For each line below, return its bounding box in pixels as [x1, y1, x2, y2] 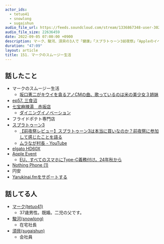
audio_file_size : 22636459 [5, 30, 60, 35]
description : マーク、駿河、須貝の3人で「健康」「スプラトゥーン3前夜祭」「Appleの [5, 39, 154, 44]
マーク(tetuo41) [12, 204, 43, 209]
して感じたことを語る [19, 134, 62, 140]
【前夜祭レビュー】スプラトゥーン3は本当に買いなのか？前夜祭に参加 [19, 128, 159, 134]
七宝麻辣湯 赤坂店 [12, 104, 51, 110]
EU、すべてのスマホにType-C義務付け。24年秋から [19, 157, 122, 163]
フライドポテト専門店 [12, 116, 55, 122]
